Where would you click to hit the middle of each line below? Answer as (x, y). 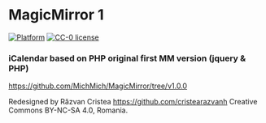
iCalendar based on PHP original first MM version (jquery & (127, 58)
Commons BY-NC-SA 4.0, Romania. (68, 110)
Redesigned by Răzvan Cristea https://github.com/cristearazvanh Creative (133, 102)
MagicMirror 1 (56, 15)
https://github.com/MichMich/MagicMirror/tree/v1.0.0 (98, 86)
